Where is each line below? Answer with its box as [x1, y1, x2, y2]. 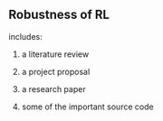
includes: [8, 31, 43, 42]
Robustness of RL [8, 7, 110, 23]
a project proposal [21, 66, 91, 77]
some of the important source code [21, 101, 155, 112]
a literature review [21, 49, 90, 60]
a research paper [21, 83, 87, 94]
